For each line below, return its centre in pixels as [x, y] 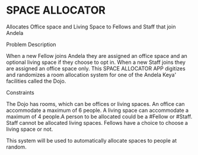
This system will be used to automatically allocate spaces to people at [91, 140]
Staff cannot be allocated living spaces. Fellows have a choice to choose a [97, 122]
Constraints [20, 92]
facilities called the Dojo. [36, 81]
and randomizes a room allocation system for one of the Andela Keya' [91, 75]
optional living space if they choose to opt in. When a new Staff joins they [96, 62]
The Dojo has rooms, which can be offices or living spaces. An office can [95, 104]
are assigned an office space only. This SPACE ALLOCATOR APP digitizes [96, 68]
